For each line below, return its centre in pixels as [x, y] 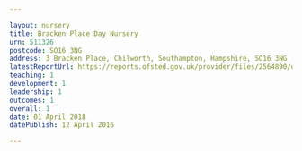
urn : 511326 [31, 42]
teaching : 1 [31, 75]
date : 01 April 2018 [48, 117]
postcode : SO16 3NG [46, 50]
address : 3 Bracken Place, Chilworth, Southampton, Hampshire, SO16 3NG [148, 59]
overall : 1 [30, 108]
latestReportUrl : [42, 67]
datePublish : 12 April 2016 [62, 125]
